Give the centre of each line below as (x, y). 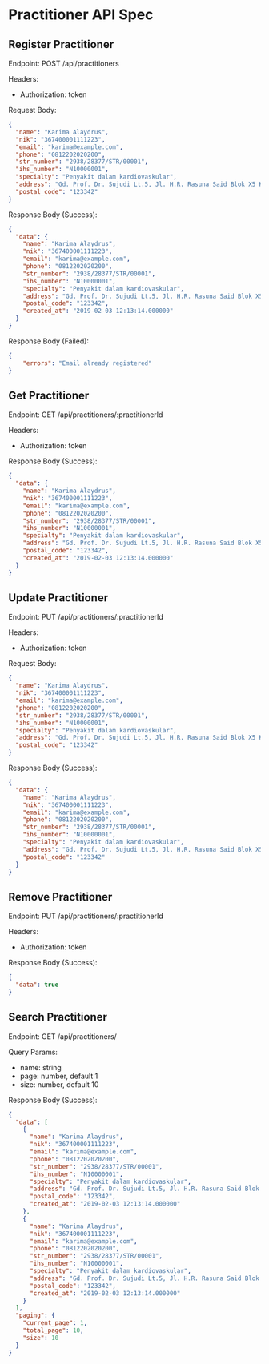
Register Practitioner (61, 44)
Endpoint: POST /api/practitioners (64, 63)
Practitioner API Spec (81, 15)
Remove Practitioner (60, 897)
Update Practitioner (58, 598)
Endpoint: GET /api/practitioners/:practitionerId (86, 415)
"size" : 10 (41, 1338)
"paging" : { (36, 1316)
